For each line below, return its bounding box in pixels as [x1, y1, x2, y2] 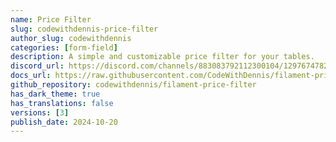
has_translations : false [10, 98, 114, 108]
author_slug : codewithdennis [10, 33, 132, 43]
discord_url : [10, 61, 65, 71]
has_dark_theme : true [10, 89, 101, 99]
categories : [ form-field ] [10, 42, 118, 53]
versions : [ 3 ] [10, 107, 70, 118]
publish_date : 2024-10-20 [10, 117, 118, 127]
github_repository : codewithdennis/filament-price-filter [10, 80, 257, 90]
